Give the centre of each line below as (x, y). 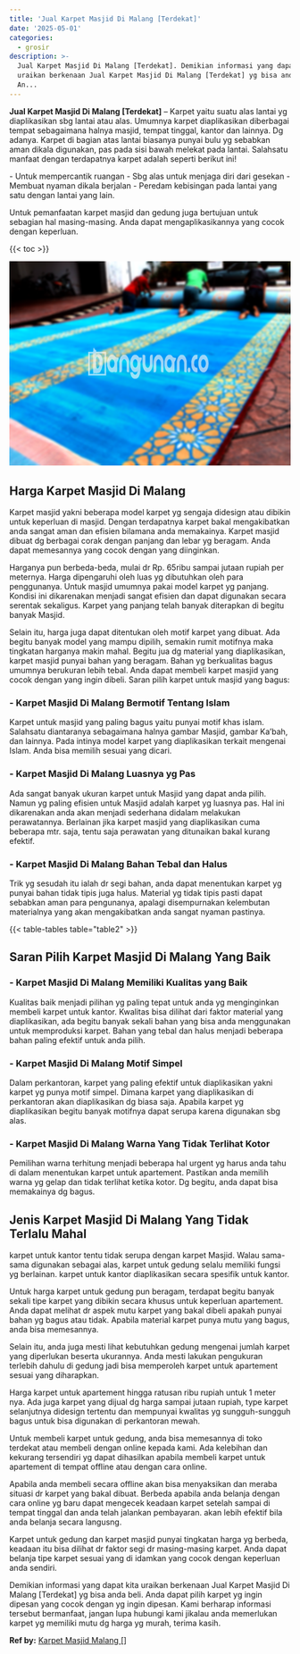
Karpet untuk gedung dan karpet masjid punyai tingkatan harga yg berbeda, (149, 1540)
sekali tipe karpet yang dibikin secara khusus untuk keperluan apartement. (146, 1301)
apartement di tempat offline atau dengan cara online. (108, 1467)
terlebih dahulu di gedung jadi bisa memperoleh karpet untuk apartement (144, 1366)
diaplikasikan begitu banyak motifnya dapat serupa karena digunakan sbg (145, 1111)
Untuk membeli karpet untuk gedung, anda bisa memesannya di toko (136, 1439)
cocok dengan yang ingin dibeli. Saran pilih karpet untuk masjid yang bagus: (150, 680)
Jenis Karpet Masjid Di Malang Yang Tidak (129, 1220)
